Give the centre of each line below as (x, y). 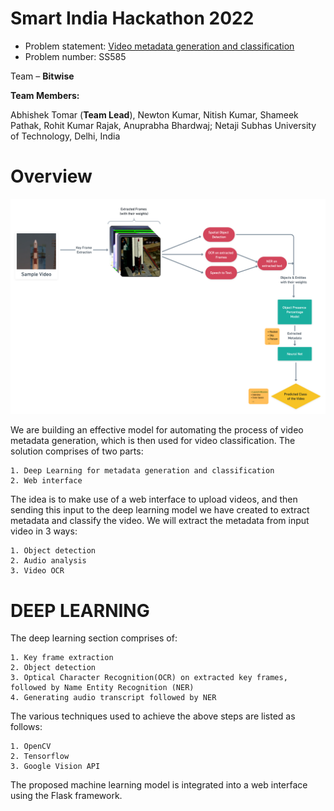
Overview (51, 176)
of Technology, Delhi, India (65, 136)
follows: (26, 727)
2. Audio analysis (48, 561)
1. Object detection (53, 551)
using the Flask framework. (66, 796)
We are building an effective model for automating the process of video (157, 430)
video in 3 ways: (44, 531)
